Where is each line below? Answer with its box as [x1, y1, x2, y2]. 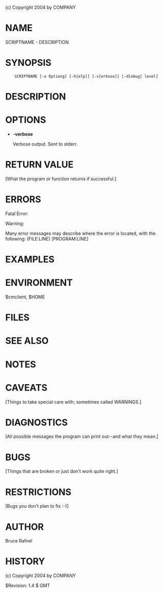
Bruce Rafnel [5, 538, 33, 544]
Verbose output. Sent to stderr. [12, 141, 78, 147]
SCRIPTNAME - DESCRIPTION [5, 39, 69, 45]
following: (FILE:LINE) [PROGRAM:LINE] [5, 235, 89, 242]
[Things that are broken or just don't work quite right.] [5, 468, 118, 475]
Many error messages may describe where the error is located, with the [5, 230, 156, 236]
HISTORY [5, 556, 45, 567]
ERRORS [5, 194, 42, 205]
